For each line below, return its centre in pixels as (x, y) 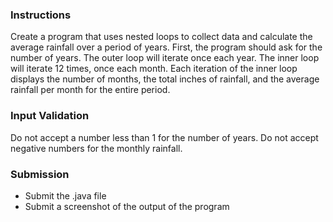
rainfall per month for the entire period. (90, 90)
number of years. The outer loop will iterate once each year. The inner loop (165, 58)
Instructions (41, 15)
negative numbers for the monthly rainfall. (96, 148)
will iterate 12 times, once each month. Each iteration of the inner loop (154, 69)
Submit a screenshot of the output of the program (127, 206)
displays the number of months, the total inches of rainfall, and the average (165, 79)
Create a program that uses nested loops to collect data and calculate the (161, 37)
